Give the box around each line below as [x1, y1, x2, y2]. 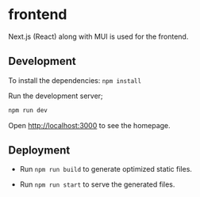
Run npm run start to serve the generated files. [19, 180, 175, 189]
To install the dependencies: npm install [8, 75, 141, 85]
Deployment [8, 144, 71, 157]
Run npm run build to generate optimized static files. [19, 165, 193, 174]
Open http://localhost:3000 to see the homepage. [8, 120, 171, 130]
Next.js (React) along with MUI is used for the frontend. [8, 32, 189, 41]
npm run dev [8, 106, 48, 114]
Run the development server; [8, 91, 103, 100]
